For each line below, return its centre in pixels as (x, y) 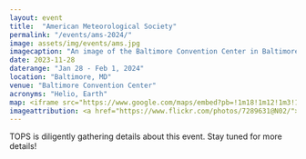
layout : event (36, 18)
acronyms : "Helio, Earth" (58, 94)
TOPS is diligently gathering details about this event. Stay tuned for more (146, 136)
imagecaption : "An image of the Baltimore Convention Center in (134, 52)
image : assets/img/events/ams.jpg (75, 43)
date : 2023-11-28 (42, 60)
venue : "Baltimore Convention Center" (83, 85)
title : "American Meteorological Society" (93, 26)
